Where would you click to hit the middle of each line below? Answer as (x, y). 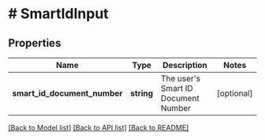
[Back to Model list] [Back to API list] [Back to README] (99, 128)
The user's (181, 78)
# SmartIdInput (58, 14)
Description (185, 65)
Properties (35, 43)
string (142, 93)
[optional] (235, 93)
